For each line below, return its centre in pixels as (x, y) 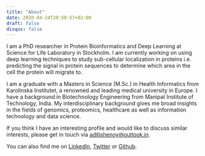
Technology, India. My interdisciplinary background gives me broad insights (102, 104)
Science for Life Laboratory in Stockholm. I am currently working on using (99, 53)
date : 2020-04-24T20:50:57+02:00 (49, 18)
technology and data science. (44, 116)
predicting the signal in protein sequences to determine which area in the (99, 66)
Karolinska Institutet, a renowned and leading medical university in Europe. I (102, 90)
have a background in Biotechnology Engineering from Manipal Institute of (100, 97)
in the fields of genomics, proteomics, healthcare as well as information (96, 110)
